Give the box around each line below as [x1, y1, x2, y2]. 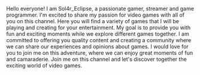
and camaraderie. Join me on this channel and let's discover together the [6, 56, 187, 62]
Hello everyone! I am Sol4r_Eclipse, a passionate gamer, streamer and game [6, 5, 195, 12]
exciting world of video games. [6, 62, 83, 69]
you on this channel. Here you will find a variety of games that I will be [6, 18, 180, 24]
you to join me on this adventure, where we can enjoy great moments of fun [6, 49, 193, 56]
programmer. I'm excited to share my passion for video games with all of [6, 11, 184, 18]
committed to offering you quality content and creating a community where [6, 37, 192, 43]
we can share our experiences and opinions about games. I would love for [6, 43, 189, 50]
